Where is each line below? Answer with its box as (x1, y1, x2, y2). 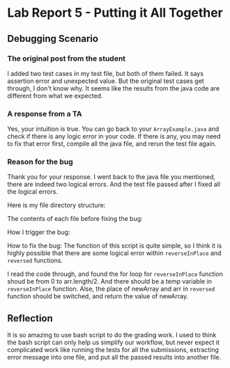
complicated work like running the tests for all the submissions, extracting (7, 346, 220, 354)
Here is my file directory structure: (7, 201, 106, 210)
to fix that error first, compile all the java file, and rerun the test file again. (7, 139, 217, 148)
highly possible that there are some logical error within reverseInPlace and (7, 249, 222, 257)
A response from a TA (7, 109, 82, 118)
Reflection (7, 312, 54, 324)
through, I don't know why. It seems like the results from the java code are (7, 84, 220, 92)
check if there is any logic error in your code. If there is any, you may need (7, 132, 221, 141)
